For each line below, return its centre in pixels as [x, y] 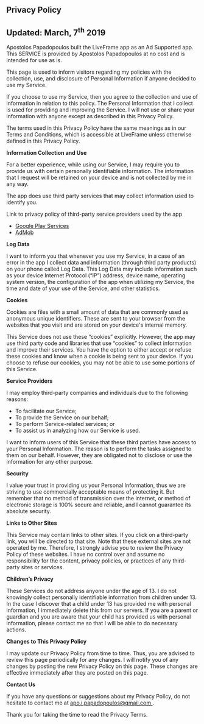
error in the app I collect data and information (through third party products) [101, 263]
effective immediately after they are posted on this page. [77, 673]
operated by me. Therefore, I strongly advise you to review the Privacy [95, 548]
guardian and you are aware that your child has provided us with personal [99, 617]
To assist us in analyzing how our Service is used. [78, 431]
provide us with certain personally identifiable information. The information [100, 171]
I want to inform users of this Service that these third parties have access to [101, 442]
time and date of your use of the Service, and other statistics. [83, 288]
